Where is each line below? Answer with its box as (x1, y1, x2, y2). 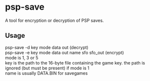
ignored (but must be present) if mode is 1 (5, 65, 89, 71)
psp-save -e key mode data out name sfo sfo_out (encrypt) (5, 49, 124, 55)
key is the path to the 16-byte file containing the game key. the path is (5, 60, 146, 65)
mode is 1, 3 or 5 (5, 55, 39, 61)
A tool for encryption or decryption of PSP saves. (5, 17, 104, 23)
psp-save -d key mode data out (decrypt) (5, 44, 89, 50)
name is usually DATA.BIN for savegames (5, 70, 88, 76)
